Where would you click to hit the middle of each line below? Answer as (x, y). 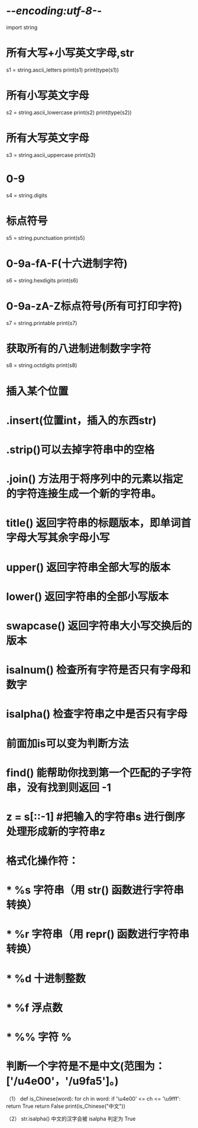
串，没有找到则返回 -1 (59, 787)
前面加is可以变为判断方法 (67, 743)
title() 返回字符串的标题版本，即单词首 (99, 523)
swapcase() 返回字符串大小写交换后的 (99, 626)
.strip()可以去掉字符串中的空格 (80, 450)
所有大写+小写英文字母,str (70, 53)
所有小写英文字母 (48, 96)
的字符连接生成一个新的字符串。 (84, 494)
